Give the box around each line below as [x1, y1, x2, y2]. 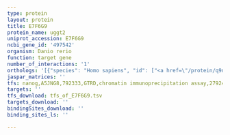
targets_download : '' [7, 99, 69, 106]
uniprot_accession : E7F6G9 [7, 35, 84, 42]
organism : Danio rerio [7, 48, 72, 55]
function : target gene [7, 55, 72, 61]
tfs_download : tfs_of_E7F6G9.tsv [7, 93, 103, 100]
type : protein [7, 10, 48, 17]
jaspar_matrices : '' [7, 73, 66, 80]
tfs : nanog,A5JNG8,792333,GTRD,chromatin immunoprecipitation [7, 80, 188, 87]
